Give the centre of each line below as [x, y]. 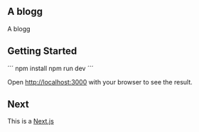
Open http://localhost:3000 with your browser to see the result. [100, 82]
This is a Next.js [31, 121]
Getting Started [42, 51]
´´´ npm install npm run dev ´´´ [50, 68]
